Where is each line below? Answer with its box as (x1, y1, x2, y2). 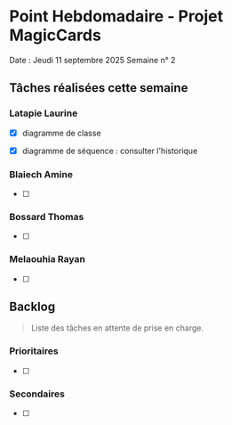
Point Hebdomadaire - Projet (9, 6, 224, 27)
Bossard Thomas (9, 210, 84, 223)
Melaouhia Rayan (9, 253, 86, 266)
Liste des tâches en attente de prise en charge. (30, 323, 204, 333)
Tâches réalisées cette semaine (9, 80, 188, 95)
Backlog (9, 299, 56, 315)
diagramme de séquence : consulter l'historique (21, 145, 198, 156)
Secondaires (9, 388, 65, 400)
